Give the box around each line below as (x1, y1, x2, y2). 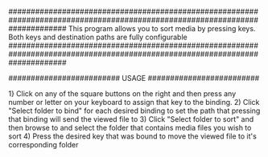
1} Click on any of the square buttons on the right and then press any (8, 89, 237, 99)
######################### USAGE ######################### (8, 74, 260, 83)
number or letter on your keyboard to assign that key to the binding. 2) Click (8, 98, 260, 107)
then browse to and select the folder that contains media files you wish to (8, 123, 252, 132)
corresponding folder (8, 140, 79, 149)
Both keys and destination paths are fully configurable (8, 32, 188, 42)
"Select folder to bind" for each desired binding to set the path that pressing (8, 106, 261, 115)
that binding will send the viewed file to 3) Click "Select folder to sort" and (8, 115, 254, 123)
